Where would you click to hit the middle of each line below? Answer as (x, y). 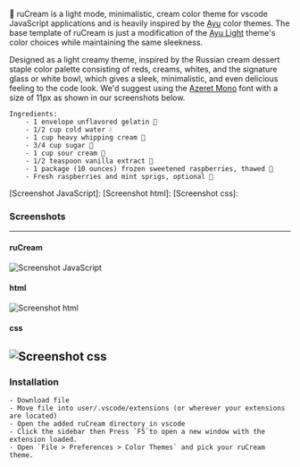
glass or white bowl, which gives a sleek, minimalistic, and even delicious (144, 79)
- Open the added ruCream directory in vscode (97, 424)
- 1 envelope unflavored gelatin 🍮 (92, 122)
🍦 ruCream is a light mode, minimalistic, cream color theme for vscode (138, 14)
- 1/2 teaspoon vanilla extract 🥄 (89, 161)
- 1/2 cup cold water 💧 (69, 130)
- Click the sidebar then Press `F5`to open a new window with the (137, 431)
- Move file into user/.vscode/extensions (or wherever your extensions (147, 408)
